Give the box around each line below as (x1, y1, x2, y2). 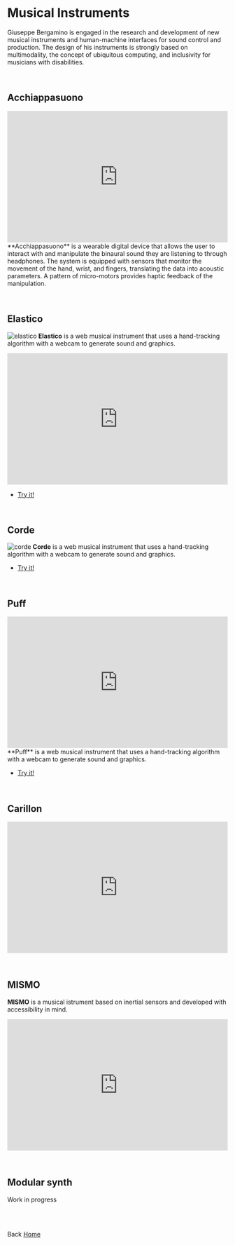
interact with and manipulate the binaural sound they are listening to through (7, 249, 227, 257)
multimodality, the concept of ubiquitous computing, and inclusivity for (7, 50, 211, 59)
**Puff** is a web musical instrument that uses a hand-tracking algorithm (7, 748, 220, 756)
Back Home (7, 1230, 41, 1238)
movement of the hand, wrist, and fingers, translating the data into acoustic (7, 264, 225, 273)
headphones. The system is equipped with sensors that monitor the (7, 257, 202, 265)
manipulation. (7, 279, 47, 287)
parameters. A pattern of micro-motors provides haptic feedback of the (7, 271, 213, 280)
